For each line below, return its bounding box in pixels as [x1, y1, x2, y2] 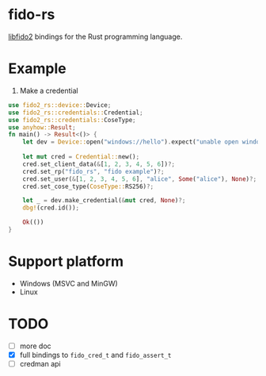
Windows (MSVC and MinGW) [19, 278, 119, 288]
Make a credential [19, 86, 78, 95]
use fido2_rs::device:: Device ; [8, 101, 112, 109]
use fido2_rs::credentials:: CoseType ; [8, 116, 136, 124]
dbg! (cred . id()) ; [22, 204, 80, 212]
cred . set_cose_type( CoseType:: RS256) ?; [22, 182, 154, 190]
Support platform [8, 252, 124, 270]
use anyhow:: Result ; [8, 123, 77, 132]
